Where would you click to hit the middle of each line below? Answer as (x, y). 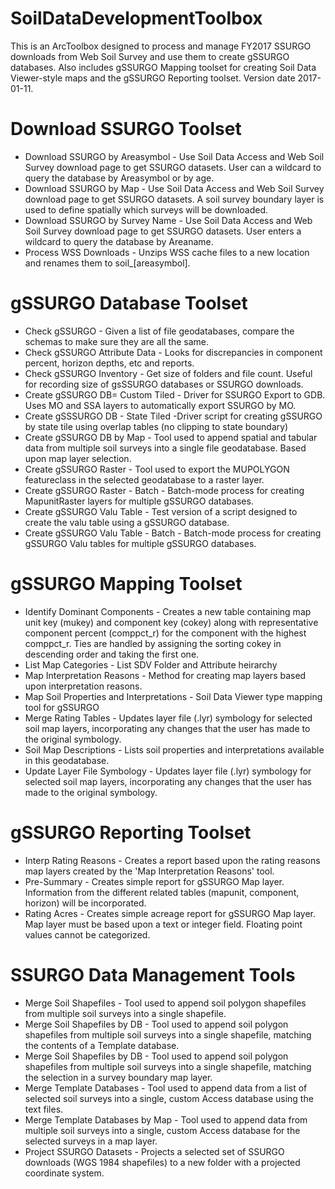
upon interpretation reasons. (83, 686)
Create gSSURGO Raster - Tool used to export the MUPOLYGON (157, 469)
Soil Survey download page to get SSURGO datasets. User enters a (163, 231)
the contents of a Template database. (102, 1045)
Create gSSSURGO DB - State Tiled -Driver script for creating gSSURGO (173, 416)
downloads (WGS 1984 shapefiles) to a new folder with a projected (162, 1162)
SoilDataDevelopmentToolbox (136, 18)
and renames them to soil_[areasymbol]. (107, 263)
